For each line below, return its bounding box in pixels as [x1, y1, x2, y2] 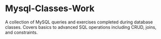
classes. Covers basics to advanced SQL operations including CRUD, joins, [5, 24, 157, 30]
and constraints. [5, 29, 38, 35]
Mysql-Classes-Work [5, 3, 95, 14]
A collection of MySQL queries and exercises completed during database [5, 19, 153, 25]
